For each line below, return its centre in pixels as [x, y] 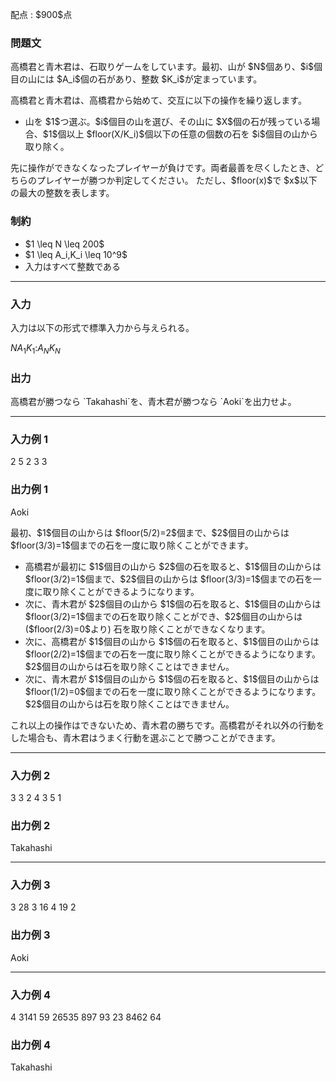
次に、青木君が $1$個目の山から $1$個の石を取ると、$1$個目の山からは [172, 679]
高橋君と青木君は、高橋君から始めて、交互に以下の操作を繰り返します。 [158, 100]
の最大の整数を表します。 [62, 193]
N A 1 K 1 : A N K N [35, 348]
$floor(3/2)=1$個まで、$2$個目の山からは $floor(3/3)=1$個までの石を [168, 579]
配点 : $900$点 [41, 14]
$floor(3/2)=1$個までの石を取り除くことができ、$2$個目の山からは [163, 616]
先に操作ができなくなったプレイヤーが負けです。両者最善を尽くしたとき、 [163, 168]
